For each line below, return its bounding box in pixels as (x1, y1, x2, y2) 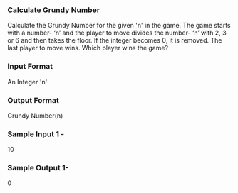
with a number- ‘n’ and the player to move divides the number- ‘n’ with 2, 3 (7, 28, 227, 37)
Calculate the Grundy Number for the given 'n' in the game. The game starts (7, 21, 231, 30)
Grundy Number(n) (7, 111, 63, 120)
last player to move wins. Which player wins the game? (7, 44, 169, 53)
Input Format (7, 62, 53, 72)
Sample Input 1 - (7, 129, 65, 139)
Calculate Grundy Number (7, 5, 100, 15)
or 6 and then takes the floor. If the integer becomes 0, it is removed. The (7, 36, 222, 45)
